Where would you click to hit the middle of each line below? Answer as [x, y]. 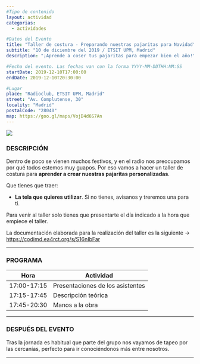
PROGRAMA [24, 260]
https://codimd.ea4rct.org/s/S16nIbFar [53, 239]
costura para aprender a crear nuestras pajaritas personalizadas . [88, 174]
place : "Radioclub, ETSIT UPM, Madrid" [56, 94]
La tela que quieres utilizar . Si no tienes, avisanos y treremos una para [102, 197]
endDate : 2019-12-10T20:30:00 [44, 78]
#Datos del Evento [29, 39]
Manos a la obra [75, 305]
